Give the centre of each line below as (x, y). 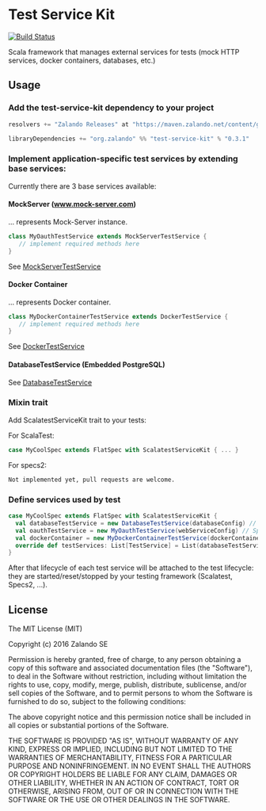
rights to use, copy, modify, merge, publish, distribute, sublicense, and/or (127, 685)
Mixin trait (28, 403)
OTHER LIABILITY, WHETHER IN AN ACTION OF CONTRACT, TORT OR (123, 783)
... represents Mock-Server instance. (68, 222)
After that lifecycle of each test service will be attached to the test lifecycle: (131, 568)
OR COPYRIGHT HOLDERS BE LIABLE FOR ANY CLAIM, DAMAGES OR (123, 775)
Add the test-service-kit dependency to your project (111, 108)
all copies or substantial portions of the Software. (88, 725)
